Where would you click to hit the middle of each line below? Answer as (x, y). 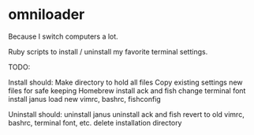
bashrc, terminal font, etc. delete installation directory (95, 122)
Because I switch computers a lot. (63, 36)
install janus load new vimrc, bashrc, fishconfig (85, 99)
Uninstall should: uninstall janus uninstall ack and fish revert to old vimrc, (126, 114)
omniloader (47, 15)
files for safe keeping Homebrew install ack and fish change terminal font (127, 90)
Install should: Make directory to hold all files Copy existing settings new (125, 82)
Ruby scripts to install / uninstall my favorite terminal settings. (108, 51)
